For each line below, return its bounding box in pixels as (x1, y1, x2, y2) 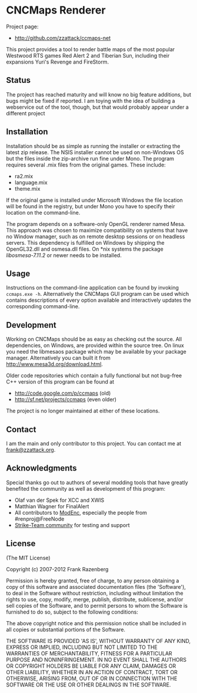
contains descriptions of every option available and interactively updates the (6, 296, 191, 304)
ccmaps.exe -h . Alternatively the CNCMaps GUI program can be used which (6, 291, 189, 298)
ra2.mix (14, 172, 34, 179)
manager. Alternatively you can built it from (6, 354, 111, 362)
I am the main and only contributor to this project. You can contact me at (6, 440, 182, 447)
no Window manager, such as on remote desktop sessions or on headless (6, 233, 185, 240)
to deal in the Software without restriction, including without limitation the (6, 589, 183, 597)
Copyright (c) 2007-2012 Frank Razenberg (6, 565, 109, 572)
